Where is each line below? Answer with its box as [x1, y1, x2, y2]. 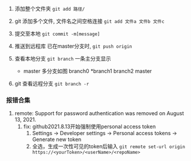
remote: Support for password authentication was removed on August [14, 110, 184, 117]
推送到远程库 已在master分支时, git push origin [14, 43, 132, 49]
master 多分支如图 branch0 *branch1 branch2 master [23, 68, 152, 75]
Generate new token [32, 136, 82, 143]
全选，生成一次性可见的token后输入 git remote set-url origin [32, 143, 185, 150]
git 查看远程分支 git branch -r [14, 80, 89, 87]
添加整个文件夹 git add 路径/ [14, 5, 85, 12]
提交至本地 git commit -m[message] [14, 30, 100, 37]
